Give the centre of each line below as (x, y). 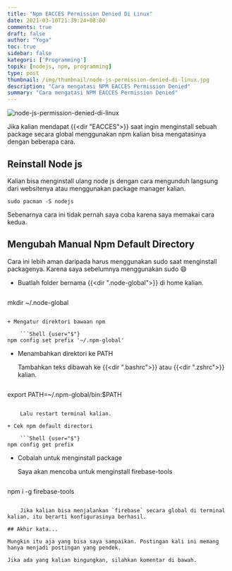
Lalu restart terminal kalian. (66, 414)
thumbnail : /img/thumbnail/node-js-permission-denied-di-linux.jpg (109, 80)
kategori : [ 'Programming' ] (47, 60)
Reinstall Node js (45, 164)
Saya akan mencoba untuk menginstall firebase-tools (95, 471)
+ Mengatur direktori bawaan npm (56, 322)
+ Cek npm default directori (50, 426)
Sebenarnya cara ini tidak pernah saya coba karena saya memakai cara (111, 214)
